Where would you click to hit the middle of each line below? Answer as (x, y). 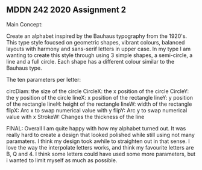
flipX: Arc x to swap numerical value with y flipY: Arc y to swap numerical (97, 110)
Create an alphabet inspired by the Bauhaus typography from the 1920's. (97, 36)
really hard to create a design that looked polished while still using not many (100, 135)
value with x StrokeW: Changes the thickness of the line (75, 117)
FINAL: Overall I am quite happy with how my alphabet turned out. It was (96, 128)
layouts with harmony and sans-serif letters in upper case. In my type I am (99, 49)
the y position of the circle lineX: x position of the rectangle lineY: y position (100, 97)
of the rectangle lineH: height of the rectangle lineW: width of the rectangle (99, 104)
